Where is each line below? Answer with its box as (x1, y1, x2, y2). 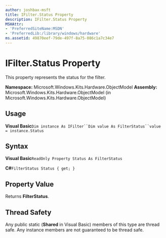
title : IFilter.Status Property (5, 12, 73, 17)
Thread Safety (5, 208, 52, 217)
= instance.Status (5, 128, 44, 133)
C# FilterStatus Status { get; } (5, 165, 75, 171)
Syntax (5, 142, 28, 151)
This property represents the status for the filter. (5, 74, 106, 80)
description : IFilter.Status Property (5, 17, 87, 22)
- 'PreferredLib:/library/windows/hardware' (5, 31, 101, 36)
